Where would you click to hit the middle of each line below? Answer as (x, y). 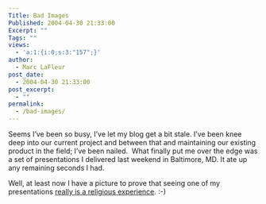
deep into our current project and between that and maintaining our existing (132, 142)
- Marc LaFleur (40, 67)
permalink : (26, 104)
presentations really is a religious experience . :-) (87, 192)
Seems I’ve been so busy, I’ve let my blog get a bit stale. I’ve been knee (125, 134)
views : (19, 45)
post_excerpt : (32, 89)
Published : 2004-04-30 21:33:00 (62, 23)
